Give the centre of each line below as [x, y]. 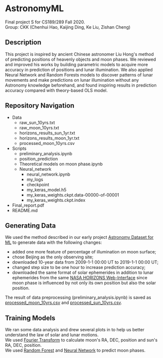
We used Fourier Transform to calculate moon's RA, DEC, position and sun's [81, 340]
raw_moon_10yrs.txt [39, 127]
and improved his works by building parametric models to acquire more [77, 64]
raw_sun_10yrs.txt [37, 123]
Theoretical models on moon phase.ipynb [61, 164]
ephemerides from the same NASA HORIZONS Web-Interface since [80, 278]
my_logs [35, 179]
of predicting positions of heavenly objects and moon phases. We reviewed [81, 59]
